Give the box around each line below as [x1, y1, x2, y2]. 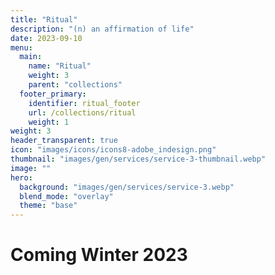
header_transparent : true [10, 136, 118, 146]
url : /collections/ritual [28, 107, 137, 118]
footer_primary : [19, 89, 87, 99]
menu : [10, 42, 33, 53]
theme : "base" [19, 201, 78, 211]
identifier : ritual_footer [28, 98, 141, 108]
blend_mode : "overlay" [19, 191, 114, 201]
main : [19, 52, 43, 62]
